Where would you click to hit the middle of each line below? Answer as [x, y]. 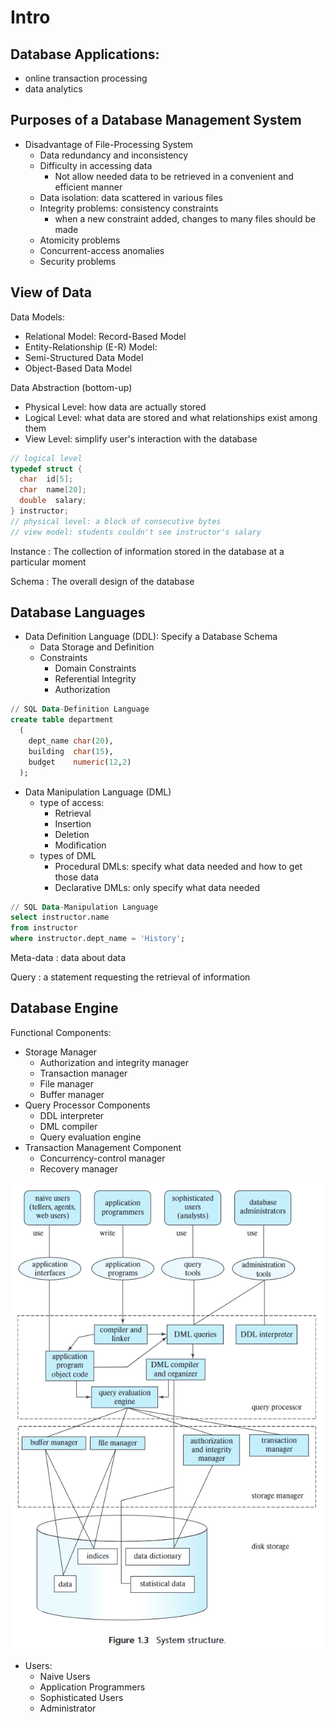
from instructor [44, 928]
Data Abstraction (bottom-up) [71, 387]
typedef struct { [46, 469]
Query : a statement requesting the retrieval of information [130, 977]
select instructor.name [60, 917]
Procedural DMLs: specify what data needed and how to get [178, 866]
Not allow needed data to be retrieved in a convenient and [174, 176]
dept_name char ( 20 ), [71, 741]
